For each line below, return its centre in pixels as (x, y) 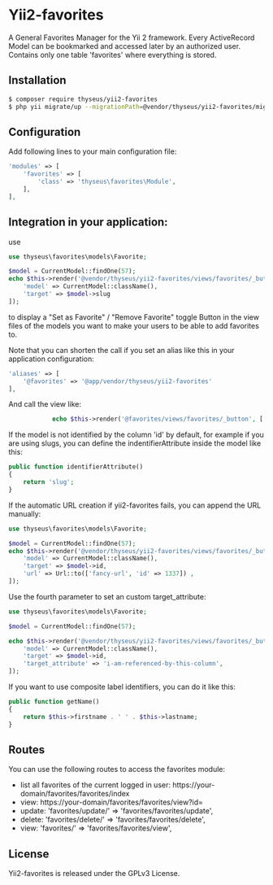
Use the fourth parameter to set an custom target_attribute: (107, 596)
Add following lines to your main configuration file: (93, 151)
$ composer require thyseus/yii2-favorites (83, 99)
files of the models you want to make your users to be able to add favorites (134, 325)
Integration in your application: (88, 222)
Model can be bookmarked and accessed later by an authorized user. (125, 46)
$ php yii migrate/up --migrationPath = (76, 107)
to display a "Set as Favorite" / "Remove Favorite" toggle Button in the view (134, 317)
